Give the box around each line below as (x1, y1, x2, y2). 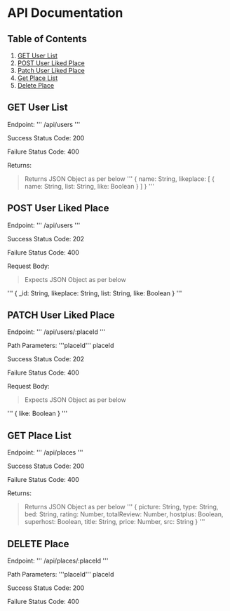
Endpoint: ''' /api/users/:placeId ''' (7, 328, 106, 336)
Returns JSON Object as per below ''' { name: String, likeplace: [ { (24, 174, 215, 183)
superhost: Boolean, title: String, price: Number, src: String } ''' (24, 518, 205, 526)
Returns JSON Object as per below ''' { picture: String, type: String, (24, 503, 219, 511)
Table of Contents (7, 33, 88, 45)
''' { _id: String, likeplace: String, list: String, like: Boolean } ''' (7, 289, 182, 297)
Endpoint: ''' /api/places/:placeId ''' (7, 556, 109, 565)
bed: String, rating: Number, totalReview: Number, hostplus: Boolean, (24, 510, 224, 518)
